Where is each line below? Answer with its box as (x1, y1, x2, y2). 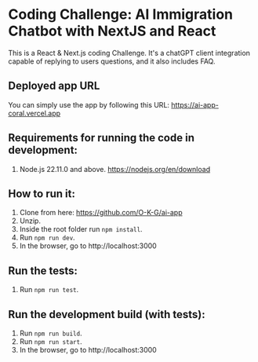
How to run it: (8, 187, 76, 200)
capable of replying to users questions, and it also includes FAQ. (8, 57, 216, 66)
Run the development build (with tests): (8, 308, 205, 321)
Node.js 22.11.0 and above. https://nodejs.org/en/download (19, 164, 210, 174)
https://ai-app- (171, 100, 220, 109)
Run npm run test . (19, 285, 79, 294)
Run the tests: (8, 264, 78, 277)
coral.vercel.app (8, 108, 61, 118)
